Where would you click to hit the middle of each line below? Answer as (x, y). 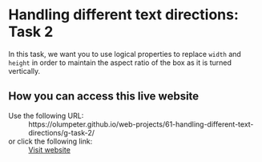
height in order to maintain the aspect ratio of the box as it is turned (120, 63)
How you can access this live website (104, 97)
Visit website (49, 149)
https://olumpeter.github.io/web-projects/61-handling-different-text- (141, 124)
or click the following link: (50, 141)
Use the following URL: (46, 115)
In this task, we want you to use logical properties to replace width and (125, 54)
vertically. (24, 71)
